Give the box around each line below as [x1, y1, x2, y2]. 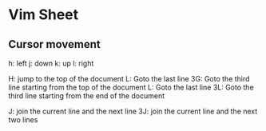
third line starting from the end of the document [8, 91, 165, 101]
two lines [8, 115, 38, 125]
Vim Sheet [8, 6, 79, 24]
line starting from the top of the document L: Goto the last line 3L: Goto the [8, 82, 254, 92]
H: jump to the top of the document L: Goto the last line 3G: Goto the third [8, 74, 250, 83]
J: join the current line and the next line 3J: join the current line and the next [8, 106, 258, 116]
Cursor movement [8, 38, 101, 51]
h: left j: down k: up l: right [8, 58, 94, 68]
